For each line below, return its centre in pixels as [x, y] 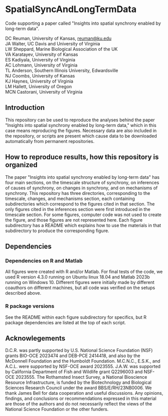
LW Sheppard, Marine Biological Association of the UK [61, 49]
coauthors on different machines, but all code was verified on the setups [80, 288]
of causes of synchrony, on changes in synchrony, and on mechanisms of [81, 188]
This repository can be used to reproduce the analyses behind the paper [80, 120]
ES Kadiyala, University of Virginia [40, 59]
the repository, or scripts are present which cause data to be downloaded [81, 136]
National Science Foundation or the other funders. [57, 409]
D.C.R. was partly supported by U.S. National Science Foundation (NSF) [79, 351]
